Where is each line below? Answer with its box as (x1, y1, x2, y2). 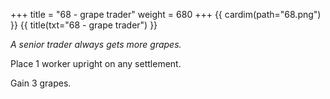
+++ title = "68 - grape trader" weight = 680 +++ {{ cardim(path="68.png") (10, 9, 322, 20)
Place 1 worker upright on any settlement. (10, 58, 182, 69)
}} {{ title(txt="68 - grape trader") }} (10, 19, 158, 31)
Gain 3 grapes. (10, 77, 72, 89)
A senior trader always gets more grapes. (10, 39, 182, 50)
